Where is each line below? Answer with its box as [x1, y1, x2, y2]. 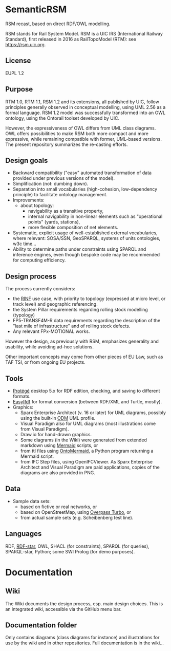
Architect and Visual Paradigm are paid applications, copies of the [20, 464, 160, 470]
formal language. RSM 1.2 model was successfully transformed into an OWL [5, 109, 165, 116]
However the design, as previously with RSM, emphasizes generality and [5, 338, 159, 345]
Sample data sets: [12, 498, 51, 504]
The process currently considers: [5, 286, 76, 292]
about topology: [20, 202, 54, 209]
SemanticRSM [5, 4, 67, 15]
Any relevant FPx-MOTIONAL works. [12, 328, 90, 334]
